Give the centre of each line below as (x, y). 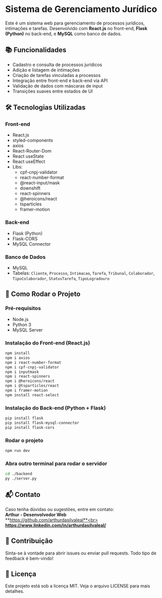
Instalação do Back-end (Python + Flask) (55, 407)
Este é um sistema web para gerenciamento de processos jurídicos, (75, 23)
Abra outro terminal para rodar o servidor (56, 463)
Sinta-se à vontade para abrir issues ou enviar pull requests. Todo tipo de (81, 553)
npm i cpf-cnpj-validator (32, 367)
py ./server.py (21, 478)
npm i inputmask (22, 372)
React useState (28, 156)
